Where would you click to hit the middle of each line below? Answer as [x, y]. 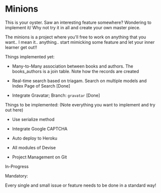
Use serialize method [33, 119]
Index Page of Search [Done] [41, 86]
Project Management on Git [39, 157]
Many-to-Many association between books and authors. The [72, 66]
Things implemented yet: [30, 56]
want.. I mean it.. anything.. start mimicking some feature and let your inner [80, 42]
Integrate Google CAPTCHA [40, 129]
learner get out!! [21, 47]
